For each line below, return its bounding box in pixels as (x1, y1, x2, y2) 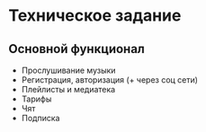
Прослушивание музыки (21, 65, 116, 75)
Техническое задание (8, 5, 182, 26)
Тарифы (21, 93, 52, 104)
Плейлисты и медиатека (21, 84, 116, 94)
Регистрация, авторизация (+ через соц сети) (21, 75, 199, 85)
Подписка (21, 113, 60, 123)
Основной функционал (8, 41, 146, 57)
